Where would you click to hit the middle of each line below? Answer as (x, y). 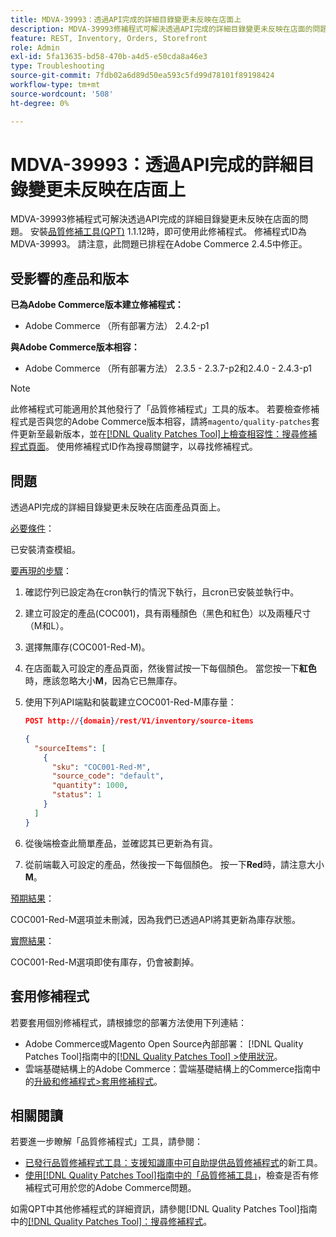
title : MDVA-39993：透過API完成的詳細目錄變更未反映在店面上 (126, 19)
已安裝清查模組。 (45, 550)
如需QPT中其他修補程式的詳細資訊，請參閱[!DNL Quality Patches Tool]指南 (164, 1209)
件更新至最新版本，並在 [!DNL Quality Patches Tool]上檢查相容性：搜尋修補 (164, 434)
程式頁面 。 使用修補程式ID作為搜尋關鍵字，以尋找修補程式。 (134, 447)
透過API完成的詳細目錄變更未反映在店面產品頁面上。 (118, 507)
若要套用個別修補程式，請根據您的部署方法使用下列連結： (128, 1022)
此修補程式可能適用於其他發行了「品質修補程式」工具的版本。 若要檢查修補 (165, 409)
